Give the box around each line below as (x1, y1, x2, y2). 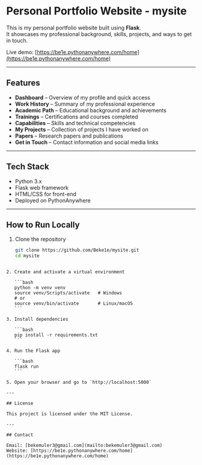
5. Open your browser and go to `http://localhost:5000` (6, 380, 152, 386)
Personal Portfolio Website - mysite (6, 4, 187, 18)
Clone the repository (14, 236, 66, 243)
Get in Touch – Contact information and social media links (14, 138, 159, 145)
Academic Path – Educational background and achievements (14, 106, 167, 114)
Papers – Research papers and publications (14, 132, 123, 139)
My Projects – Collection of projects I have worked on (14, 126, 148, 133)
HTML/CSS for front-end (14, 190, 76, 198)
